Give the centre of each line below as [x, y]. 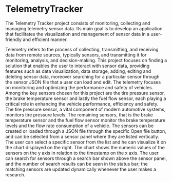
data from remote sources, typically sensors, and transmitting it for [76, 55]
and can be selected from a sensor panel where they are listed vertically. [82, 136]
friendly [14, 39]
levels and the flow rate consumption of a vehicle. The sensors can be [80, 126]
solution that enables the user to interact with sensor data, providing [78, 66]
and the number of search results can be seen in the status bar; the [77, 164]
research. [15, 174]
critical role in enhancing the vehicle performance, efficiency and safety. [82, 104]
